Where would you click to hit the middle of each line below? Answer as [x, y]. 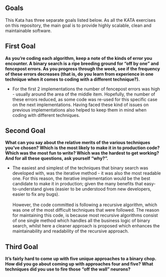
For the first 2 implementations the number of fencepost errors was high [86, 89]
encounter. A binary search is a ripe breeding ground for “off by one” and [82, 63]
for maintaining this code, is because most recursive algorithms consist [85, 216]
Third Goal [22, 247]
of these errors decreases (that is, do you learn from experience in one [79, 74]
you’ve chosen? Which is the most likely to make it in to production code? [83, 148]
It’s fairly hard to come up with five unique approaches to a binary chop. [81, 259]
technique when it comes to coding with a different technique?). [73, 79]
